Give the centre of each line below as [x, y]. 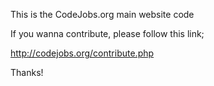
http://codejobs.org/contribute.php [82, 53]
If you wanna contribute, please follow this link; [107, 33]
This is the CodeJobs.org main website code [102, 14]
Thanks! [27, 72]
